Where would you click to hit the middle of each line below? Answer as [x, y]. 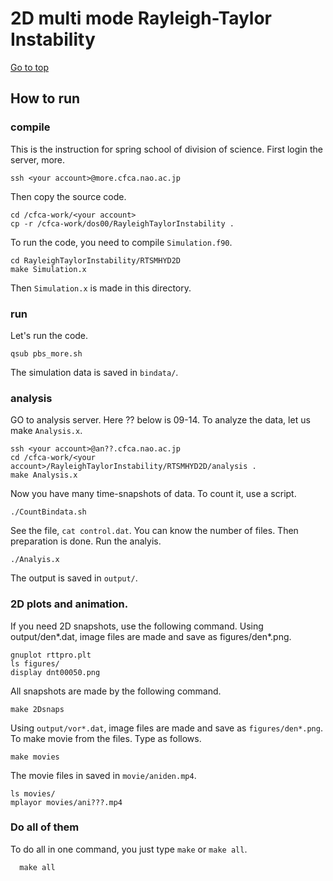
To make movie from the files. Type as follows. [106, 738]
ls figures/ [35, 663]
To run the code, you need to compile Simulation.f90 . [121, 242]
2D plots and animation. [69, 604]
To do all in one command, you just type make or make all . [129, 849]
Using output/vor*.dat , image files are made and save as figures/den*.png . [166, 728]
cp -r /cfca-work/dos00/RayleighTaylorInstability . [122, 223]
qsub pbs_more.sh [46, 353]
